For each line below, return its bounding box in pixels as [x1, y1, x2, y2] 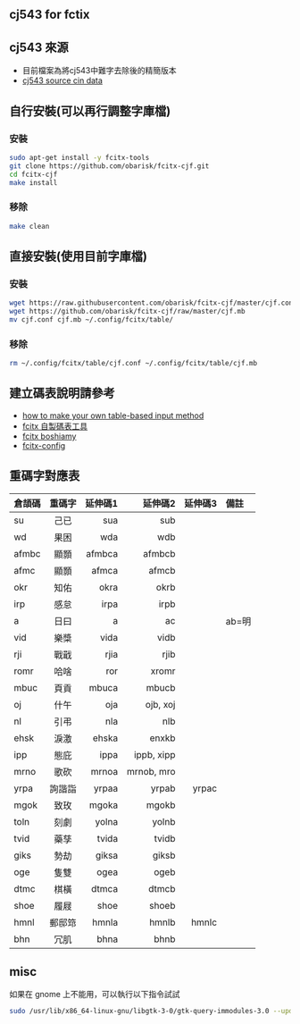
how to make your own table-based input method [21, 410, 204, 421]
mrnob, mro [126, 765, 176, 777]
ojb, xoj [145, 698, 176, 710]
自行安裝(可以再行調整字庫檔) [9, 103, 171, 119]
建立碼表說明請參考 [9, 386, 115, 401]
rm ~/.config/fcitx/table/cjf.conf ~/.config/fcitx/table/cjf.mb [9, 359, 257, 368]
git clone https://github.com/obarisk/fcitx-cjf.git [9, 161, 210, 171]
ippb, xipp [133, 748, 176, 760]
